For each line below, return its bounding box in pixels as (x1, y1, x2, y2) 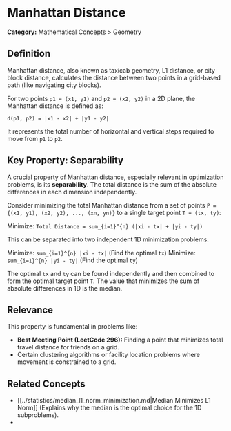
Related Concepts (7, 378, 86, 389)
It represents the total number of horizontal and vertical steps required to (7, 127, 214, 136)
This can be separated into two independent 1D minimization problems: (7, 235, 209, 244)
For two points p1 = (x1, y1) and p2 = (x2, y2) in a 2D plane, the (7, 94, 195, 102)
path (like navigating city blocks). (7, 81, 101, 89)
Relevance (7, 304, 54, 315)
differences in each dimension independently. (7, 187, 137, 196)
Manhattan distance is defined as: (7, 102, 103, 110)
